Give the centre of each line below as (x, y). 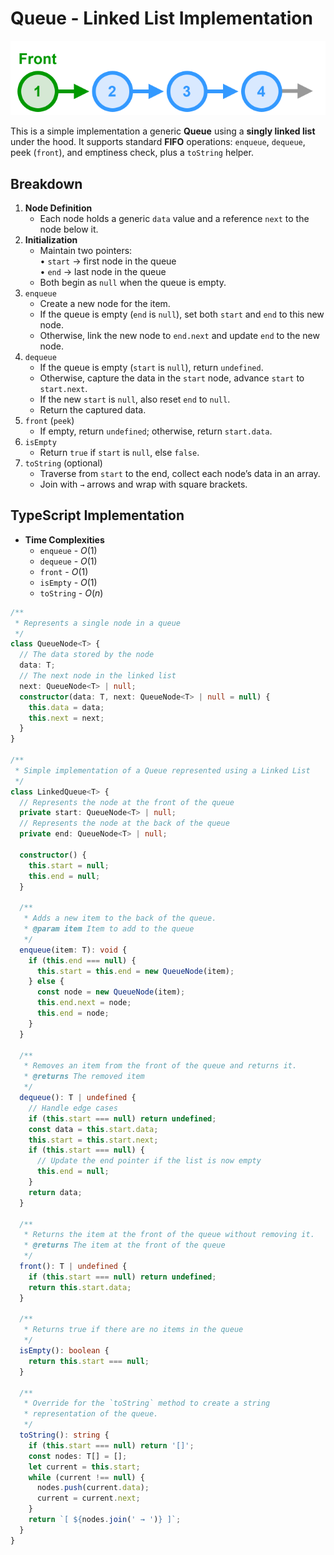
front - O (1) (64, 571)
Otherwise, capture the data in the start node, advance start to (172, 378)
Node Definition (58, 208)
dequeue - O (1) (68, 561)
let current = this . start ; (84, 1467)
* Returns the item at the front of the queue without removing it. (169, 1235)
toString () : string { (64, 1435)
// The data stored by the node (87, 655)
